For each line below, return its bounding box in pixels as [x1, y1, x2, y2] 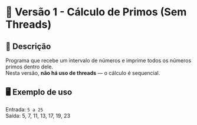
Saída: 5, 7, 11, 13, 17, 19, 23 [5, 112, 71, 119]
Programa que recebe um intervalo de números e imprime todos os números [5, 57, 192, 64]
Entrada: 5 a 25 [5, 106, 44, 113]
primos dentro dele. [5, 63, 54, 70]
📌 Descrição [5, 41, 51, 51]
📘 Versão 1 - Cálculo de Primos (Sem [5, 5, 187, 19]
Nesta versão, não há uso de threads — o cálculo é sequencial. [5, 70, 160, 76]
